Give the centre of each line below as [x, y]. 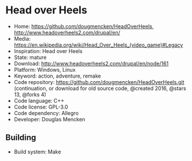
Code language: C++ [39, 100]
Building [21, 138]
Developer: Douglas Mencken [50, 119]
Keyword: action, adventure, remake [57, 76]
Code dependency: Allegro [46, 113]
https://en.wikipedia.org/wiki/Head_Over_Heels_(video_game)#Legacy [98, 45]
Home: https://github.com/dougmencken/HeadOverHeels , [84, 26]
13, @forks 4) [30, 94]
